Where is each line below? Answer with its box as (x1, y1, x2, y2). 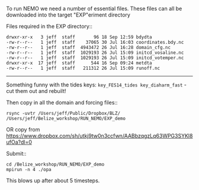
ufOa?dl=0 (6, 139, 33, 146)
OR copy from (6, 126, 40, 133)
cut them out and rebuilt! (6, 88, 66, 94)
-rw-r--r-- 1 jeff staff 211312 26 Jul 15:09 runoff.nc (6, 65, 161, 71)
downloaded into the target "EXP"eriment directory (6, 11, 130, 18)
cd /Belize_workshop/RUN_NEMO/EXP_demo (6, 162, 105, 168)
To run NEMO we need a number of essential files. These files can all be (6, 5, 182, 12)
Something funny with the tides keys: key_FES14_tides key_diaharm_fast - (6, 81, 187, 88)
